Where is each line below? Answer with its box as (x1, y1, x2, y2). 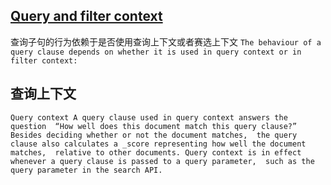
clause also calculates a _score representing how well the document (10, 139, 307, 149)
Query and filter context (10, 8, 163, 25)
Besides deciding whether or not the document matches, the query (10, 130, 298, 140)
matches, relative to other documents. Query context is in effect (10, 147, 302, 158)
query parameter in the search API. (10, 165, 163, 175)
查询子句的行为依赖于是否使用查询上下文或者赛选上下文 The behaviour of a (10, 35, 322, 48)
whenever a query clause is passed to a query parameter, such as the (10, 156, 315, 166)
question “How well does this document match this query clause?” (10, 121, 298, 131)
